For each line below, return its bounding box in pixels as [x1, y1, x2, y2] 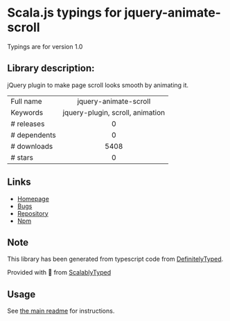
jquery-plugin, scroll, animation [62, 107, 165, 117]
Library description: [7, 62, 95, 74]
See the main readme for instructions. [7, 306, 115, 315]
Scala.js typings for [7, 5, 122, 21]
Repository [17, 209, 48, 217]
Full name [10, 96, 43, 106]
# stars [10, 152, 33, 162]
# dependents [10, 130, 57, 140]
